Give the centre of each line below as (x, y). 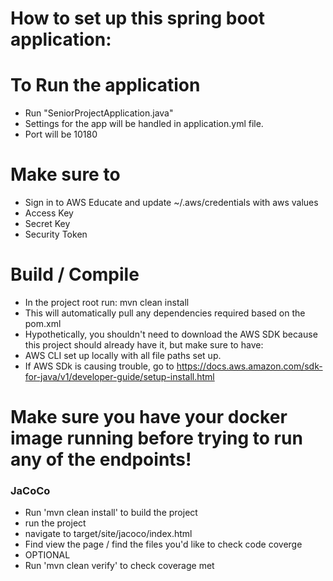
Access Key (49, 213)
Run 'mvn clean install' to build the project (111, 513)
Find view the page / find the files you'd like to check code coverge (163, 544)
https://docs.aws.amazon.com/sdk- (249, 366)
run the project (55, 523)
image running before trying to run (156, 438)
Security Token (56, 234)
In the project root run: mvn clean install (107, 302)
